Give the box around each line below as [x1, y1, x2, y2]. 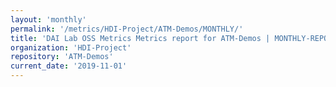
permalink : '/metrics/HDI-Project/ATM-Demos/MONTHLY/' [10, 24, 244, 34]
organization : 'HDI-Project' [10, 42, 132, 53]
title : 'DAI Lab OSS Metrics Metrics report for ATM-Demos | [10, 33, 271, 43]
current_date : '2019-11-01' [10, 61, 128, 71]
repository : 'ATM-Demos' [10, 52, 114, 62]
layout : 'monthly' [10, 14, 87, 25]
